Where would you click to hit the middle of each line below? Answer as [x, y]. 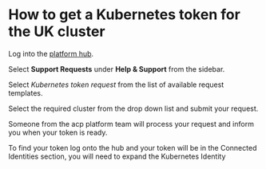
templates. [26, 92]
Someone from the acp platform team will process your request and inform [131, 124]
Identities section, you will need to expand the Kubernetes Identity [117, 156]
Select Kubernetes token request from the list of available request [116, 84]
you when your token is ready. [58, 132]
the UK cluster [57, 31]
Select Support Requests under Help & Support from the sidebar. [117, 69]
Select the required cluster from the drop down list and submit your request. [133, 108]
